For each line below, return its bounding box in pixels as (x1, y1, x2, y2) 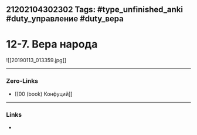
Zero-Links (6, 77, 39, 85)
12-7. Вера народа (6, 38, 98, 50)
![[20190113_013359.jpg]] (6, 57, 66, 64)
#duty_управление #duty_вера (6, 14, 124, 24)
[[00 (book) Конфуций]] (14, 90, 73, 97)
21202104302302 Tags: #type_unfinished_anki (6, 5, 184, 15)
